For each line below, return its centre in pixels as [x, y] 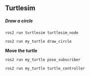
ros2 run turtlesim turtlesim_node [42, 33]
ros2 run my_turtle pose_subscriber [43, 60]
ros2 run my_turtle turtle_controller [45, 69]
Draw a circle [19, 21]
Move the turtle [21, 51]
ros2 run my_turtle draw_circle [38, 42]
